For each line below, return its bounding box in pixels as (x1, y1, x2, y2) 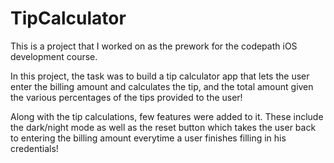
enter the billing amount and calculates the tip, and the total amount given (10, 80, 314, 92)
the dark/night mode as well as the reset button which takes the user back (10, 121, 317, 133)
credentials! (10, 142, 59, 154)
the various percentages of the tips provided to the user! (10, 91, 243, 103)
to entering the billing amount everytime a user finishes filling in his (10, 132, 287, 144)
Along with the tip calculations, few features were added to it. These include (10, 110, 324, 122)
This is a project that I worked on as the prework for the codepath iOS (10, 40, 298, 52)
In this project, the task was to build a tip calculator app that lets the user (10, 70, 310, 82)
